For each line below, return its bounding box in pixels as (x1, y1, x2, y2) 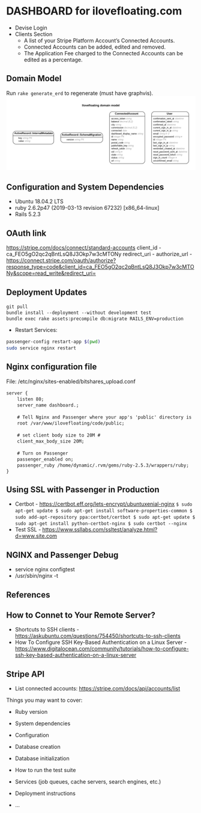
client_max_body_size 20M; (17, 438, 85, 444)
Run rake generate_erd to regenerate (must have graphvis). (6, 89, 154, 97)
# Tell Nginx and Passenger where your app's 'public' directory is (17, 414, 192, 420)
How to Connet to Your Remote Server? (6, 610, 156, 621)
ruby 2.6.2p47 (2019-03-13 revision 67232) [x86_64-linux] (14, 204, 160, 212)
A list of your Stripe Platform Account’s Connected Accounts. (23, 37, 175, 44)
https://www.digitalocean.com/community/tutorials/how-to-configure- (14, 645, 189, 652)
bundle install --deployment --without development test (6, 310, 152, 316)
